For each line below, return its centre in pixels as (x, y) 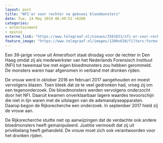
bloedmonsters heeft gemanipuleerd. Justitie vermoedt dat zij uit (70, 125)
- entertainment (21, 28)
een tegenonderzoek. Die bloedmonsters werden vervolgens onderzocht (78, 90)
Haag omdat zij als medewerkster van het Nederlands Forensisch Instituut (79, 60)
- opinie (14, 32)
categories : (17, 23)
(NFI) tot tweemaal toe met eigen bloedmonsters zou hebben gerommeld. (78, 65)
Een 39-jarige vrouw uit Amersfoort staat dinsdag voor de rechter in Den (78, 55)
